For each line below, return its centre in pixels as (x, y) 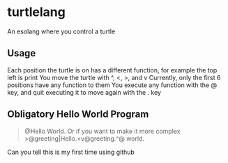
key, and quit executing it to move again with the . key (84, 92)
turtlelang (37, 12)
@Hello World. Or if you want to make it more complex (102, 131)
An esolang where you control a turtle (61, 31)
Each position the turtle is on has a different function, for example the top (112, 70)
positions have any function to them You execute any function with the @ (112, 85)
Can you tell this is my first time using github (71, 152)
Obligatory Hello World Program (78, 115)
